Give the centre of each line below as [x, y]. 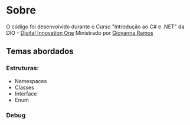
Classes [24, 87]
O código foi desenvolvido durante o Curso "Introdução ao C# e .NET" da [95, 27]
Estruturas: [23, 68]
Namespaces [31, 81]
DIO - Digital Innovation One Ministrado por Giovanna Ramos [80, 32]
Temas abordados [40, 52]
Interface [26, 93]
